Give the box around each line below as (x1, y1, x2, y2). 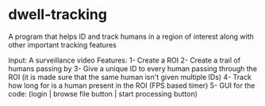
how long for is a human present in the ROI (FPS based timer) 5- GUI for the (8, 81, 255, 90)
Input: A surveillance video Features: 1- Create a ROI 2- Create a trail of (8, 55, 240, 65)
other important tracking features (8, 40, 117, 49)
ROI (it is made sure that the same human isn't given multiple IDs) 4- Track (8, 72, 252, 81)
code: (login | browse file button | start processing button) (8, 89, 198, 98)
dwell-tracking (8, 6, 107, 24)
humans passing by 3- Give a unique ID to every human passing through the (8, 63, 258, 73)
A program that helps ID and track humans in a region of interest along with (8, 32, 254, 41)
